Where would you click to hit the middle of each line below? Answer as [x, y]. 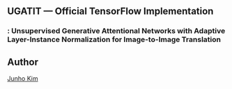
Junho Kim [23, 79]
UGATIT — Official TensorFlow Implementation [110, 11]
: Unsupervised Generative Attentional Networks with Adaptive [116, 31]
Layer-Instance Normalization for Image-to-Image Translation [114, 39]
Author [23, 62]
